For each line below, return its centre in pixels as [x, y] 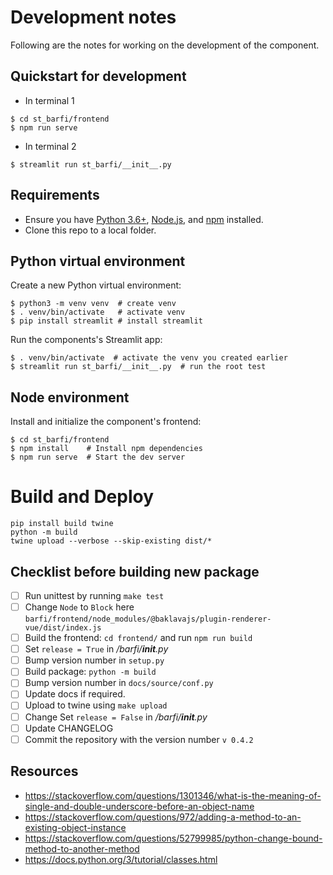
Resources [44, 771]
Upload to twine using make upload [96, 705]
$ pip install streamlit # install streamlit [106, 321]
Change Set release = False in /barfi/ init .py [116, 717]
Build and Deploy [82, 497]
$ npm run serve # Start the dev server [98, 457]
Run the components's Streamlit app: [86, 340]
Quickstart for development [98, 76]
